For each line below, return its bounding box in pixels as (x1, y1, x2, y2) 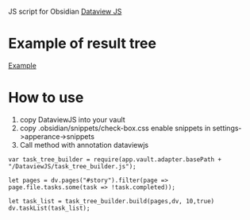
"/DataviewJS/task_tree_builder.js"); (8, 162, 137, 170)
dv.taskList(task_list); (8, 204, 90, 212)
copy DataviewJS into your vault (19, 114, 125, 124)
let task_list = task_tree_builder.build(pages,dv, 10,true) (8, 197, 215, 205)
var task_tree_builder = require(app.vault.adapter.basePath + (8, 155, 222, 164)
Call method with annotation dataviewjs (19, 140, 149, 149)
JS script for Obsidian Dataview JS (8, 7, 122, 16)
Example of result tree (8, 35, 157, 52)
